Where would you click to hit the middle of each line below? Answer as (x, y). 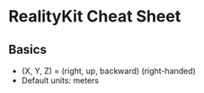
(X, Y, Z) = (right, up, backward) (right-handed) (109, 71)
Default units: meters (60, 80)
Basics (27, 50)
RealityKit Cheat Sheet (95, 17)
